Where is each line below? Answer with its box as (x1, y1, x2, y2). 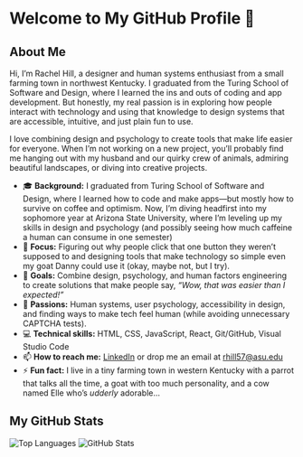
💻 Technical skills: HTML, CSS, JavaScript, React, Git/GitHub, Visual (22, 329, 282, 339)
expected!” (22, 289, 64, 300)
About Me (9, 44, 66, 60)
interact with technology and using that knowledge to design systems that (9, 107, 285, 117)
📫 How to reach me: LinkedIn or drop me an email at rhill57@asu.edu (22, 351, 283, 362)
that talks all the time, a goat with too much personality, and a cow (22, 378, 270, 388)
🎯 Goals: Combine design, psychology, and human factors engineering (22, 270, 288, 281)
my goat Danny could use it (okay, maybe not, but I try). (22, 261, 231, 271)
